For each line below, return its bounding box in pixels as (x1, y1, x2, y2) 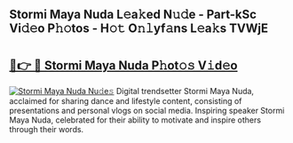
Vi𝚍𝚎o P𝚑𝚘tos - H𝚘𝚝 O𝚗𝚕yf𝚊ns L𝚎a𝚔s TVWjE (9, 21, 269, 36)
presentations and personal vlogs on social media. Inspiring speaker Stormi (9, 106, 285, 115)
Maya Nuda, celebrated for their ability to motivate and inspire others (9, 115, 262, 125)
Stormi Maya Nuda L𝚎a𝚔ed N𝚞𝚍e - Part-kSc (9, 7, 257, 22)
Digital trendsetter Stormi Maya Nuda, (115, 86, 255, 96)
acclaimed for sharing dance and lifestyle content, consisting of (9, 96, 242, 106)
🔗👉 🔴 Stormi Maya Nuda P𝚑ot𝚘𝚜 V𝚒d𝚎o (9, 58, 238, 73)
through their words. (9, 124, 84, 134)
